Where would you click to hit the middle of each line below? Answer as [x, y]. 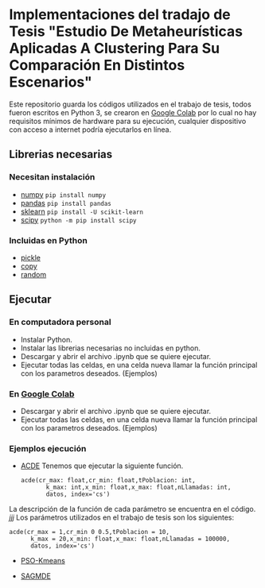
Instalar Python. [46, 339]
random [33, 274]
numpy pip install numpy [63, 194]
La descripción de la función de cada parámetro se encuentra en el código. [132, 509]
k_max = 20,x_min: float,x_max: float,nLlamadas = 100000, [130, 539]
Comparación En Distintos [97, 66]
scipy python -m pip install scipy [78, 219]
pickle [30, 257]
